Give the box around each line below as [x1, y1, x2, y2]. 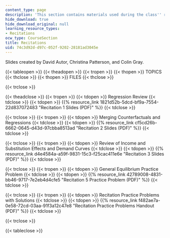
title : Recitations [5, 40, 47, 45]
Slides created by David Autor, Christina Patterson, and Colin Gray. [5, 59, 144, 65]
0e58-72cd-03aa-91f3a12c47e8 [5, 203, 72, 209]
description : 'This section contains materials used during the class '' [5, 12, 162, 17]
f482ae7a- [138, 197, 160, 203]
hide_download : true [5, 17, 49, 22]
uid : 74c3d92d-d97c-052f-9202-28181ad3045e [5, 45, 99, 50]
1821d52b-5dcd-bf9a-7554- [100, 99, 159, 105]
